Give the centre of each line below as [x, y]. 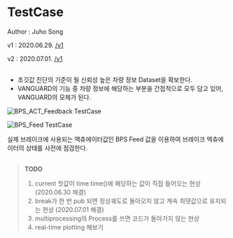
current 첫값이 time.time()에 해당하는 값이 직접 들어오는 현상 [118, 183]
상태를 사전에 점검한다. [57, 148]
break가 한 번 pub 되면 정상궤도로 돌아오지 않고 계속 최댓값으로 [121, 201]
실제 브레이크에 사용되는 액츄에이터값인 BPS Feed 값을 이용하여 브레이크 [106, 139]
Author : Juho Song [35, 31]
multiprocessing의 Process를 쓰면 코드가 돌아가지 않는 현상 [117, 218]
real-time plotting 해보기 [69, 227]
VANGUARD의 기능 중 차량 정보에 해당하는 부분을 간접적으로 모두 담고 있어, [120, 89]
